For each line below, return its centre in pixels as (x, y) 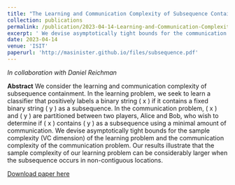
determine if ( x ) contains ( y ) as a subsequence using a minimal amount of (117, 123)
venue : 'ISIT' (28, 46)
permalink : (23, 27)
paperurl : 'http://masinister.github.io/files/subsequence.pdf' (103, 53)
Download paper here (38, 173)
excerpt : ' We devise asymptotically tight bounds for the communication (117, 33)
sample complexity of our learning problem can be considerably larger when (117, 153)
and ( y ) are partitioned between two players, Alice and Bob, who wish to (113, 115)
